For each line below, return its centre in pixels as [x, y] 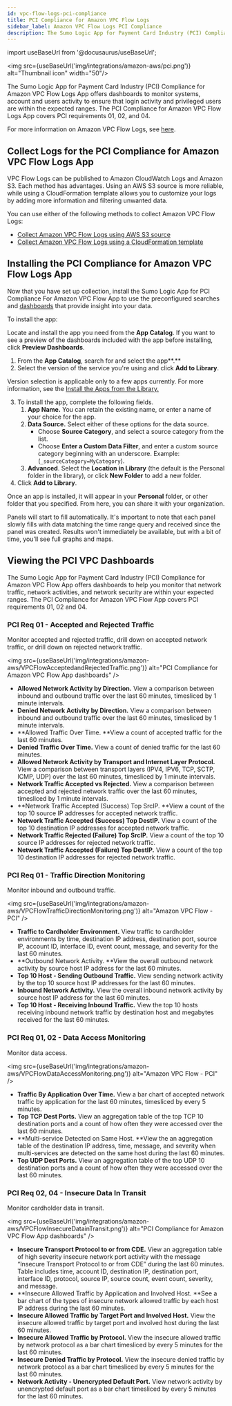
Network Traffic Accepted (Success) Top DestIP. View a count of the [117, 820]
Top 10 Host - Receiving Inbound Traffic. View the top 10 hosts [107, 1005]
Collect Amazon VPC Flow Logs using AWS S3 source [94, 235]
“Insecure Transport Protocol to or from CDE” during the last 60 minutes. [120, 1264]
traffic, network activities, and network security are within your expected [110, 592]
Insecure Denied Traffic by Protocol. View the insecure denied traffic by [120, 1359]
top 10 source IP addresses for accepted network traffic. [97, 813]
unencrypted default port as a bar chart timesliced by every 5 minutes [117, 1389]
